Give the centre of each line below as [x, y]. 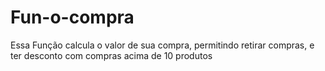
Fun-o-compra [72, 17]
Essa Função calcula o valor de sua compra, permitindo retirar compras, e [162, 45]
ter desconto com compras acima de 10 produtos [111, 55]
